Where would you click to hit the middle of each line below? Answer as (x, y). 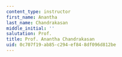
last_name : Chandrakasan (37, 23)
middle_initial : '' (30, 28)
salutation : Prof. (29, 34)
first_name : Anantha (32, 17)
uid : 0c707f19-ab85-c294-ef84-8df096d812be (61, 45)
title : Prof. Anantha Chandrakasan (51, 39)
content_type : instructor (38, 12)
